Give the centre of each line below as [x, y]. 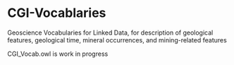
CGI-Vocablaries [57, 13]
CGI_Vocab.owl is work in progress [58, 54]
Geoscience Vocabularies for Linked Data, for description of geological [110, 32]
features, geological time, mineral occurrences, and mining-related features [117, 40]
